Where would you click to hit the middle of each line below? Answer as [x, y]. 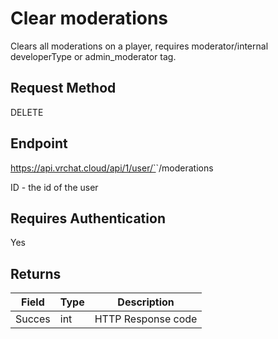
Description [146, 302]
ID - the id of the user [54, 187]
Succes [33, 319]
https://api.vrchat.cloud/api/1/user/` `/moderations [112, 168]
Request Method [63, 88]
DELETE [27, 112]
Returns [36, 273]
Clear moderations [89, 18]
